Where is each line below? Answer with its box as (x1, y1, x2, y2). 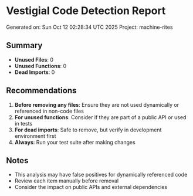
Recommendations (6, 86, 77, 96)
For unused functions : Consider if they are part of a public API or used (14, 113, 187, 121)
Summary (6, 40, 43, 50)
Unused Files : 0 (14, 56, 54, 63)
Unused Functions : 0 (14, 62, 67, 69)
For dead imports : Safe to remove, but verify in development (14, 126, 162, 133)
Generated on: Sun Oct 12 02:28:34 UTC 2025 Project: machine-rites (6, 23, 173, 31)
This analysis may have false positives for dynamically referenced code (14, 171, 188, 178)
